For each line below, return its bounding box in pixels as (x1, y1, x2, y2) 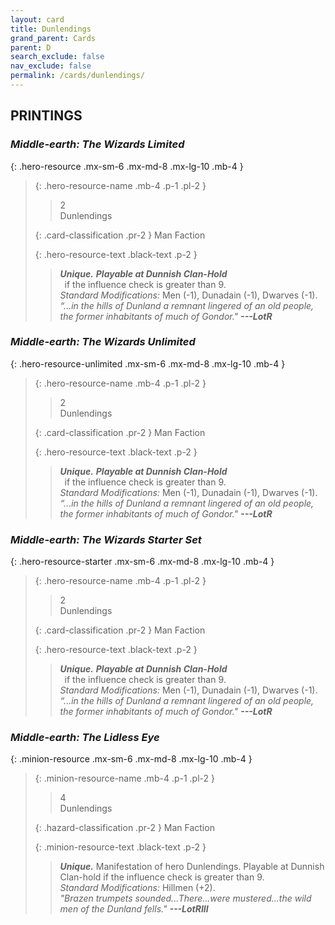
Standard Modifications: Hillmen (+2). (59, 882, 216, 894)
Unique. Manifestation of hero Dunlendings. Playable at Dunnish (59, 861, 325, 873)
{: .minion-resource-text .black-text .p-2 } (34, 841, 207, 853)
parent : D (10, 42, 52, 53)
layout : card (10, 14, 65, 25)
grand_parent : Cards (10, 33, 97, 43)
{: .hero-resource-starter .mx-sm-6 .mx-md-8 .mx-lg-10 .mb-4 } (10, 556, 275, 568)
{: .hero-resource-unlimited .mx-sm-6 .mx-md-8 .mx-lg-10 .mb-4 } (10, 357, 286, 370)
